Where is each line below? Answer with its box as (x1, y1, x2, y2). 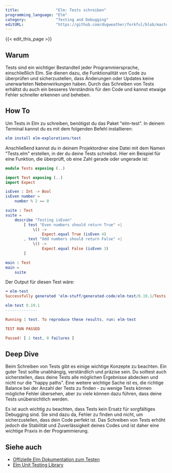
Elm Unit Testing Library (12, 462, 64, 468)
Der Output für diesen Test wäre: (5, 279, 75, 285)
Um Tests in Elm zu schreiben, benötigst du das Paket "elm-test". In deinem (5, 120, 165, 126)
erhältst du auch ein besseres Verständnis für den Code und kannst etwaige (5, 86, 166, 92)
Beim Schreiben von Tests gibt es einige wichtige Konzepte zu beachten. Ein (5, 363, 167, 370)
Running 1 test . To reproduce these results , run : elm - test (5, 317, 137, 322)
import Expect (5, 180, 36, 185)
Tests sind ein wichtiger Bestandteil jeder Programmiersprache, (5, 65, 139, 71)
